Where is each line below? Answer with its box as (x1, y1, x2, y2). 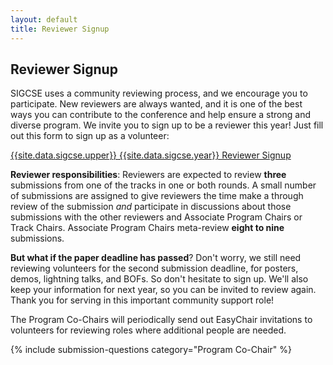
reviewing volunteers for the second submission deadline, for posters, (10, 262, 299, 275)
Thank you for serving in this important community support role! (10, 294, 275, 306)
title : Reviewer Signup (10, 24, 110, 34)
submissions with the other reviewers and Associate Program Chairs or (10, 211, 303, 223)
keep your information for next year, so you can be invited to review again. (10, 284, 317, 296)
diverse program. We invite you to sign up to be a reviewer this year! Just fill (10, 119, 324, 131)
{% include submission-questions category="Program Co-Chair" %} (10, 344, 292, 356)
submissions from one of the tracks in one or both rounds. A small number (10, 179, 317, 191)
